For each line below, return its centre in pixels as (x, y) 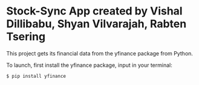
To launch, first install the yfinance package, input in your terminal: (89, 65)
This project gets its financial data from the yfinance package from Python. (100, 53)
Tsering (26, 37)
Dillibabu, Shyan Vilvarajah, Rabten (96, 24)
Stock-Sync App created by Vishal (94, 11)
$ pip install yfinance (36, 76)
